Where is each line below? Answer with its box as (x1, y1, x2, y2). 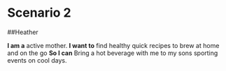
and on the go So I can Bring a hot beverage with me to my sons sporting (7, 49, 218, 57)
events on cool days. (7, 56, 67, 64)
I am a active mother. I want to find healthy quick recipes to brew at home (7, 41, 220, 49)
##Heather (7, 28, 38, 36)
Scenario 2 (7, 5, 71, 21)
